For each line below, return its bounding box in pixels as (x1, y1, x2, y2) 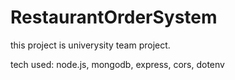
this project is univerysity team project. (10, 39, 171, 51)
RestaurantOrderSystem (10, 6, 218, 29)
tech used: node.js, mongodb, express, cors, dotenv (10, 58, 225, 70)
